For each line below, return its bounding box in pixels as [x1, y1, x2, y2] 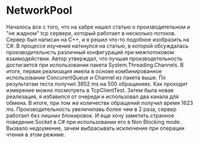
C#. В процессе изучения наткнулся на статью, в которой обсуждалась [6, 42, 189, 49]
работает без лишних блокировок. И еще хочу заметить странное [6, 111, 175, 119]
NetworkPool [6, 4, 72, 17]
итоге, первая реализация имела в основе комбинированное [6, 67, 162, 74]
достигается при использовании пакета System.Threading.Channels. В [6, 61, 184, 69]
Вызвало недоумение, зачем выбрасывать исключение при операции [6, 125, 185, 132]
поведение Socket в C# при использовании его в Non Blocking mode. [6, 118, 182, 125]
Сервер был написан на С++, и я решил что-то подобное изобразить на [6, 36, 189, 43]
